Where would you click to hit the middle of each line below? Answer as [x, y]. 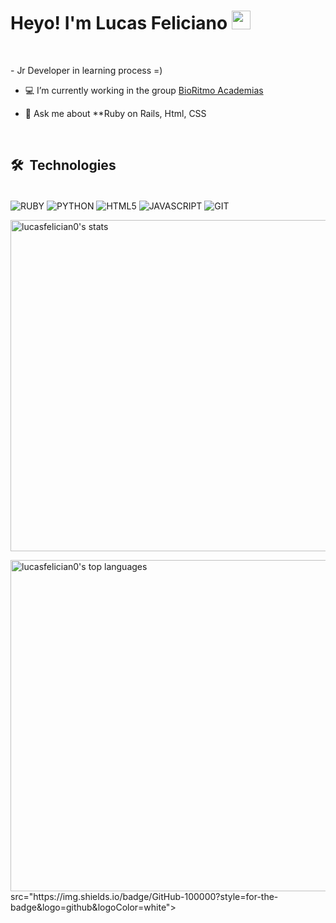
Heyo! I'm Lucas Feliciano [119, 23]
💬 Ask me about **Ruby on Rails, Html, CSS [115, 113]
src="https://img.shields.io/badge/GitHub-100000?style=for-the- [144, 897]
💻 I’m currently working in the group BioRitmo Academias [144, 90]
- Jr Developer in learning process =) [86, 70]
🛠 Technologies [63, 165]
